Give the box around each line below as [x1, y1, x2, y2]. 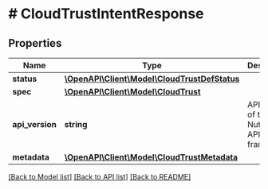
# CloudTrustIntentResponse [8, 5, 205, 23]
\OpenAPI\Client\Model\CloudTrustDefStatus [64, 73, 240, 84]
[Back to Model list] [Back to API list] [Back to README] [8, 172, 191, 181]
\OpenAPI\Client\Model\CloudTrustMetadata [64, 152, 238, 163]
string [64, 119, 88, 129]
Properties [8, 37, 62, 50]
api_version [12, 119, 57, 129]
